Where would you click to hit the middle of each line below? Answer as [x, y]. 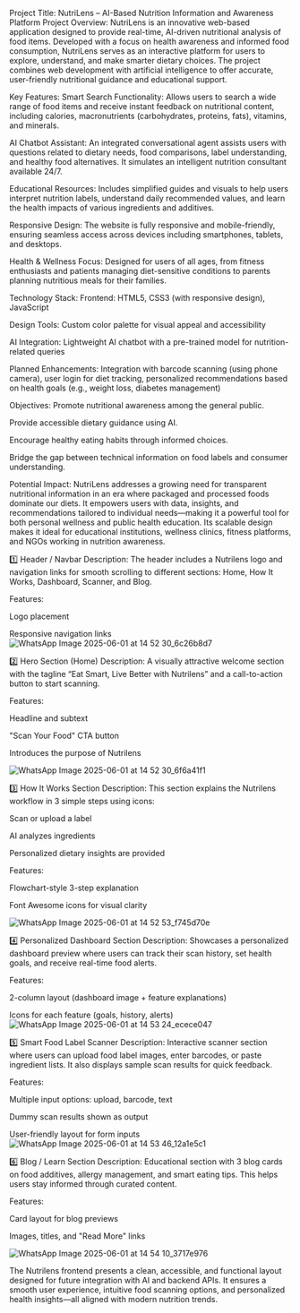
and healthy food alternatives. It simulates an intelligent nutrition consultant [148, 162]
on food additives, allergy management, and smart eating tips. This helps [144, 1174]
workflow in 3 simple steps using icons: [82, 801]
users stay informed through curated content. [93, 1184]
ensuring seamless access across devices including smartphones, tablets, [146, 235]
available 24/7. [36, 171]
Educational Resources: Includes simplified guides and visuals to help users [149, 189]
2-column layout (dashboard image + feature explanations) [118, 997]
